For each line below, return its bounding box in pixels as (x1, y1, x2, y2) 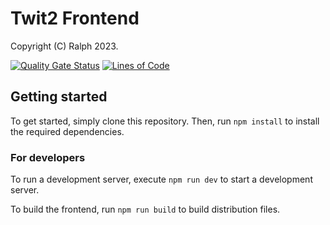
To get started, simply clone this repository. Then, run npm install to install (10, 115, 320, 127)
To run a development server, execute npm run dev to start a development (10, 173, 313, 186)
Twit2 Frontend (10, 7, 140, 30)
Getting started (10, 88, 108, 106)
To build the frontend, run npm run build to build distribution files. (10, 203, 281, 216)
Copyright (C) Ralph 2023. (10, 40, 119, 52)
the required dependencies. (10, 125, 125, 137)
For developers (10, 150, 86, 164)
